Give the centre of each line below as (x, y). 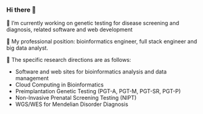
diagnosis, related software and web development (70, 29)
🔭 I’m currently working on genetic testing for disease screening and (93, 23)
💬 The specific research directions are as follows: (69, 60)
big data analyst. (27, 48)
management (32, 78)
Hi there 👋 (21, 10)
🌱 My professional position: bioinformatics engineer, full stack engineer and (102, 42)
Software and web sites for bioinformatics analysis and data (91, 72)
